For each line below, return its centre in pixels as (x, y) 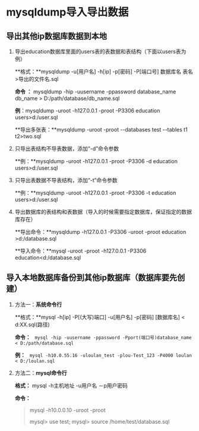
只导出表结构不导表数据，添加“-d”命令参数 (67, 149)
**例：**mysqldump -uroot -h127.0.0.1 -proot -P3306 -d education (96, 161)
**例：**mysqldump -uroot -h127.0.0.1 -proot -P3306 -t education (95, 193)
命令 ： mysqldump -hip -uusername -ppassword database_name (95, 92)
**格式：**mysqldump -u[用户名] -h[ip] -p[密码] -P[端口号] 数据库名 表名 (104, 71)
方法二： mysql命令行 (41, 373)
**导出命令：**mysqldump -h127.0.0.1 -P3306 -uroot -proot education (100, 232)
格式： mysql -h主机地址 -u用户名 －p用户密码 (71, 385)
